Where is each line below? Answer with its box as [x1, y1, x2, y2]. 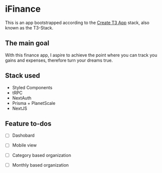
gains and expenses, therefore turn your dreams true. [5, 57, 113, 63]
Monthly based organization [12, 162, 69, 168]
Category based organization [12, 152, 71, 158]
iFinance [5, 3, 41, 15]
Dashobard [12, 132, 35, 138]
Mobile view [12, 142, 37, 148]
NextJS [12, 105, 27, 111]
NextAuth [12, 95, 32, 101]
